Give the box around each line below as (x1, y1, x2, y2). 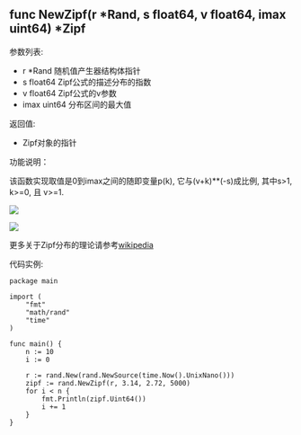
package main (9, 276, 58, 286)
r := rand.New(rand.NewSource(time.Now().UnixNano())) (25, 370, 235, 380)
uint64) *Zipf (9, 22, 86, 37)
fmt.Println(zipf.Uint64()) (41, 395, 146, 404)
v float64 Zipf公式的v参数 (22, 87, 117, 98)
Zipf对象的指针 (22, 137, 77, 147)
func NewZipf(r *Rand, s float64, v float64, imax (9, 7, 287, 22)
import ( (9, 292, 42, 301)
